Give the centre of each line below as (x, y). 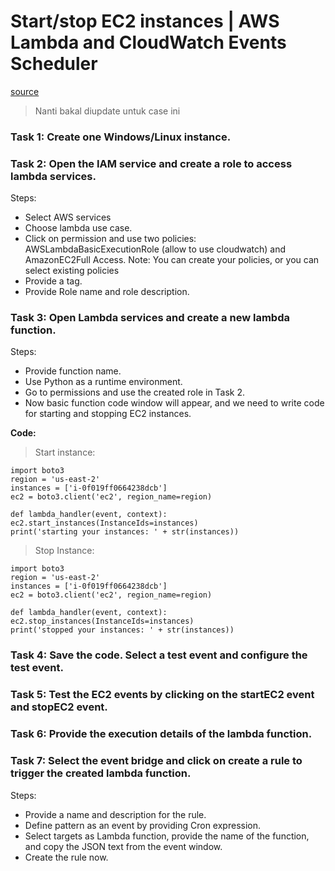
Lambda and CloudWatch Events (148, 42)
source (25, 91)
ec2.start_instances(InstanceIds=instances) (104, 523)
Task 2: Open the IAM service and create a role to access (151, 163)
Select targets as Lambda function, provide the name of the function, (167, 836)
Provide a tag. (53, 281)
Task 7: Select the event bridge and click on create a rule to (156, 761)
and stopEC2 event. (59, 707)
